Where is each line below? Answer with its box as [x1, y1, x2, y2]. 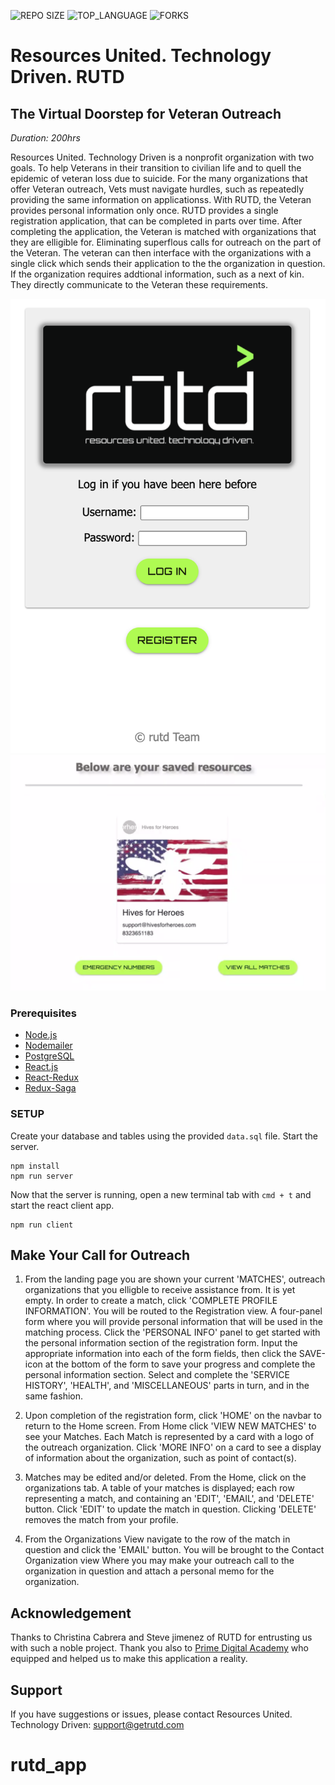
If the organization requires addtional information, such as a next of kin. [10, 268, 305, 280]
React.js [24, 1061, 59, 1073]
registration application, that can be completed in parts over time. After [10, 215, 303, 227]
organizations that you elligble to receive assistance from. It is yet [24, 1284, 296, 1296]
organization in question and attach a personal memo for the [24, 1565, 275, 1577]
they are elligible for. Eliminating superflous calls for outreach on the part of [10, 236, 322, 248]
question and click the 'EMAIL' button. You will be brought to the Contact [24, 1544, 325, 1556]
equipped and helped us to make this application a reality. [10, 1653, 248, 1665]
